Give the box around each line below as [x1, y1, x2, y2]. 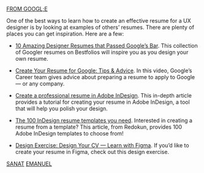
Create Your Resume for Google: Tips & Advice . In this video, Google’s [15, 67, 192, 74]
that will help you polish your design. [15, 105, 108, 112]
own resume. [15, 55, 48, 62]
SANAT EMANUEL [6, 160, 52, 167]
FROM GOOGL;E [6, 6, 48, 12]
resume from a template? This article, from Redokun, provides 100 [15, 123, 183, 131]
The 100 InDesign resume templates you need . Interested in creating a [15, 117, 193, 124]
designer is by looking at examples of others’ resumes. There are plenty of [6, 24, 195, 31]
